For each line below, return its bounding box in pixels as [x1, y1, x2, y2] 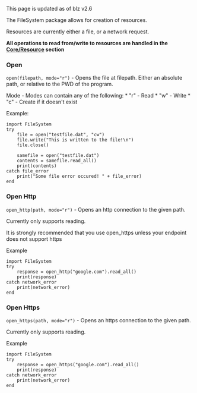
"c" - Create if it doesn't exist [6, 98, 78, 106]
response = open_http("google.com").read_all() [17, 269, 136, 275]
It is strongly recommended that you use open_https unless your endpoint [6, 229, 187, 236]
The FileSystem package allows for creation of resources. [6, 17, 147, 23]
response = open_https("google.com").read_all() [17, 361, 139, 367]
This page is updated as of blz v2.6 [6, 5, 93, 12]
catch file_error [6, 168, 49, 174]
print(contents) [17, 163, 58, 169]
